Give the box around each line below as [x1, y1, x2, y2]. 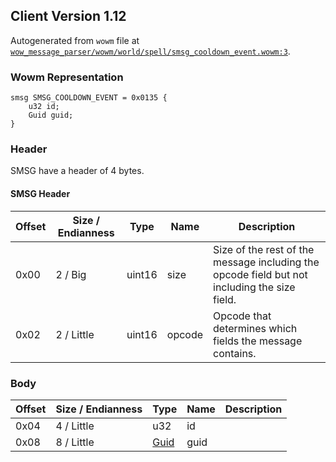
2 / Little [55, 327, 95, 341]
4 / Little [55, 419, 95, 433]
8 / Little [55, 435, 95, 449]
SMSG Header [10, 188, 71, 199]
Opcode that [213, 309, 272, 323]
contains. [213, 346, 257, 360]
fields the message [213, 334, 303, 348]
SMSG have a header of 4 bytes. [10, 165, 145, 177]
